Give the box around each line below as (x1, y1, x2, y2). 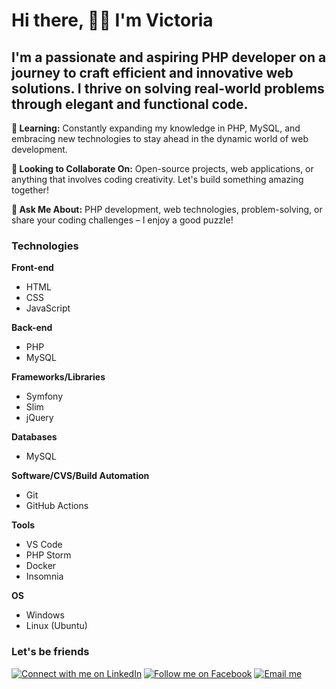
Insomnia (25, 570, 64, 583)
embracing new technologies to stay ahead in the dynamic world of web (11, 133, 309, 144)
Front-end (11, 262, 54, 274)
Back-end (11, 322, 53, 334)
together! (11, 184, 49, 196)
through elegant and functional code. (11, 95, 249, 113)
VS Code (25, 539, 63, 551)
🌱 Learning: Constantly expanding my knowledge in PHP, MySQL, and (11, 122, 301, 134)
